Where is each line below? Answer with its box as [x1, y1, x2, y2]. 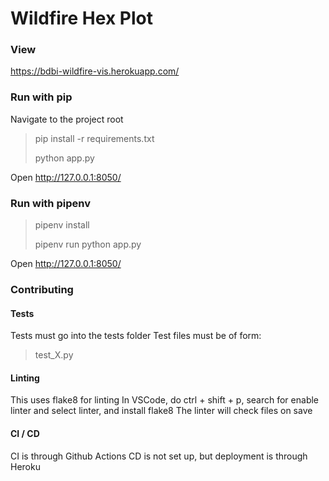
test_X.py [34, 349, 74, 361]
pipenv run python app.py [34, 238, 142, 251]
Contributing [10, 283, 74, 296]
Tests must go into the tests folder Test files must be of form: [10, 330, 262, 342]
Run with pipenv [10, 196, 91, 210]
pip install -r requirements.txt [34, 132, 155, 144]
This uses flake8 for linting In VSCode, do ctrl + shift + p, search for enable [10, 394, 320, 406]
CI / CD [10, 428, 40, 439]
